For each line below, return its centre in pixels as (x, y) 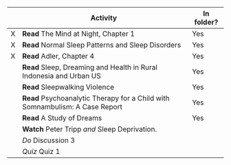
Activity (104, 18)
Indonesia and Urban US (62, 76)
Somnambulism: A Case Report (72, 107)
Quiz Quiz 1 (41, 152)
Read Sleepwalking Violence (68, 87)
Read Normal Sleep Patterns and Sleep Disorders (101, 45)
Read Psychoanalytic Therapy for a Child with (96, 98)
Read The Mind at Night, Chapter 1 (78, 34)
